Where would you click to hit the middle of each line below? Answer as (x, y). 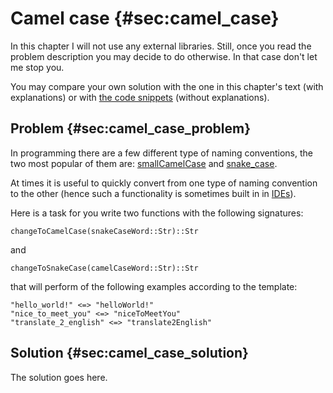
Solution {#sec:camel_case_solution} (129, 353)
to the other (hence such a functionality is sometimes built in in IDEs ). (153, 193)
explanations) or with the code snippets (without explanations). (140, 97)
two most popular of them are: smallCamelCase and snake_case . (144, 163)
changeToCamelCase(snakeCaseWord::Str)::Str (104, 231)
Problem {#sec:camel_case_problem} (131, 128)
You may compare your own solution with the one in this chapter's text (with (167, 86)
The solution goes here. (59, 377)
